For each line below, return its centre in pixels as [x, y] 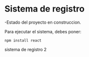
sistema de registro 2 [26, 49]
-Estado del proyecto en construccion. [43, 22]
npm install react [23, 40]
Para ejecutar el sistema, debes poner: [43, 31]
